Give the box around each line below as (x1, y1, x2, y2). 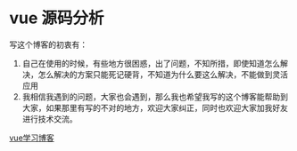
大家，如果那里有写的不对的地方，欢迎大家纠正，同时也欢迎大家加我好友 (21, 102, 288, 113)
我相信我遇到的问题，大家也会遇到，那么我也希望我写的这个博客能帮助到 (21, 91, 288, 102)
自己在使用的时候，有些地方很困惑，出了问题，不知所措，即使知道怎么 (21, 58, 281, 68)
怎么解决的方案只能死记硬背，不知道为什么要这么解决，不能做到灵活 (37, 68, 288, 80)
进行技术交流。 (21, 113, 78, 124)
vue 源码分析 (9, 8, 104, 28)
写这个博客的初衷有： (9, 39, 87, 50)
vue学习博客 (9, 132, 55, 143)
